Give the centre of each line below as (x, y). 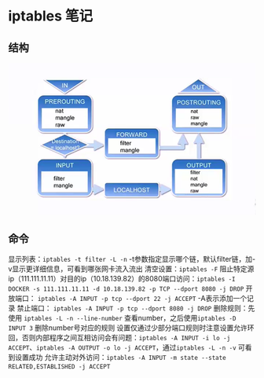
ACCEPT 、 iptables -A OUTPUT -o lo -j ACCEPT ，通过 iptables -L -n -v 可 (126, 347)
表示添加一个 (226, 299)
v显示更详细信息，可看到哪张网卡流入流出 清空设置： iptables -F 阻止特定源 (131, 269)
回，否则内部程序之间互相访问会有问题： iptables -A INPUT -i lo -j (119, 338)
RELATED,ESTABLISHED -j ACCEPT (59, 367)
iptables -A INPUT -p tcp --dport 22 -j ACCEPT (117, 299)
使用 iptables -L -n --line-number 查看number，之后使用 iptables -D (122, 318)
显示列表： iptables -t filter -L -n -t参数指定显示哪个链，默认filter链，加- (132, 259)
